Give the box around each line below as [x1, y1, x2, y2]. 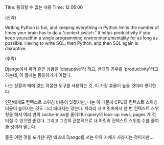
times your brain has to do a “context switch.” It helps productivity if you [5, 30, 151, 35]
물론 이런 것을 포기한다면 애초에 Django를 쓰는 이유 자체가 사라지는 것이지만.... [5, 134, 155, 140]
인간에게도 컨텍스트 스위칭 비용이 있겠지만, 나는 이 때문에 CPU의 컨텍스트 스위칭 [5, 99, 158, 105]
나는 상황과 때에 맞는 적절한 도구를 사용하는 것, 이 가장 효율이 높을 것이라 [5, 83, 143, 88]
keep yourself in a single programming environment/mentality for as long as [5, 35, 158, 41]
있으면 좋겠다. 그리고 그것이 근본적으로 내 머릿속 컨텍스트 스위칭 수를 [19, 117, 150, 123]
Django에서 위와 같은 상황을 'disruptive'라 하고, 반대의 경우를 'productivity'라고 [5, 66, 159, 72]
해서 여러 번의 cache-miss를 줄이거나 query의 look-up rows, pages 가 [14, 112, 151, 117]
